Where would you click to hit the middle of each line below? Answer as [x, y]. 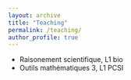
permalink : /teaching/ [45, 30]
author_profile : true [43, 37]
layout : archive [34, 15]
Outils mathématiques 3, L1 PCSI [71, 68]
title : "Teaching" [38, 23]
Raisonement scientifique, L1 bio [71, 60]
